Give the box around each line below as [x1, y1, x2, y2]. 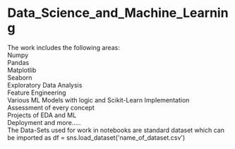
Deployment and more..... [7, 118, 81, 126]
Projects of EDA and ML [7, 111, 77, 119]
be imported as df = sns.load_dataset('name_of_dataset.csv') [7, 133, 186, 142]
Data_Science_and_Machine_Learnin [7, 5, 229, 21]
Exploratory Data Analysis [7, 81, 83, 89]
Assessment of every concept [7, 103, 95, 112]
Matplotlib [7, 66, 37, 74]
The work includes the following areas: [7, 43, 120, 52]
